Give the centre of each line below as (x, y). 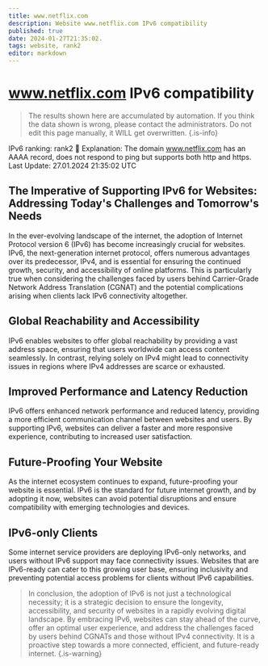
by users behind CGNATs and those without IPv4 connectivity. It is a (141, 636)
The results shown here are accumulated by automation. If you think (141, 115)
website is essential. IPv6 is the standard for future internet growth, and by (132, 490)
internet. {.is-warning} (65, 653)
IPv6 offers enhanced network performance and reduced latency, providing (134, 411)
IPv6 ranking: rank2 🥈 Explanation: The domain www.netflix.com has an (127, 148)
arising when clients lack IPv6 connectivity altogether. (98, 295)
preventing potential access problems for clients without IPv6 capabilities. (131, 578)
